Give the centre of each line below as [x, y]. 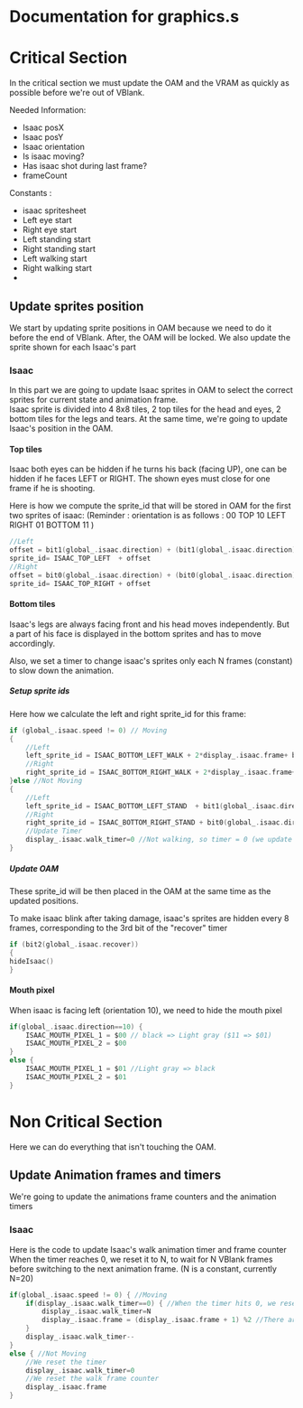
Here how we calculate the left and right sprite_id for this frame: [128, 713]
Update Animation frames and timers [115, 1175]
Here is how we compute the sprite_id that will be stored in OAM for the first [150, 506]
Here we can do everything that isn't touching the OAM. [113, 1147]
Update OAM [34, 868]
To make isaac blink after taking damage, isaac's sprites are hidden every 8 [149, 918]
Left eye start [47, 220]
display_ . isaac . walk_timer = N [96, 1311]
